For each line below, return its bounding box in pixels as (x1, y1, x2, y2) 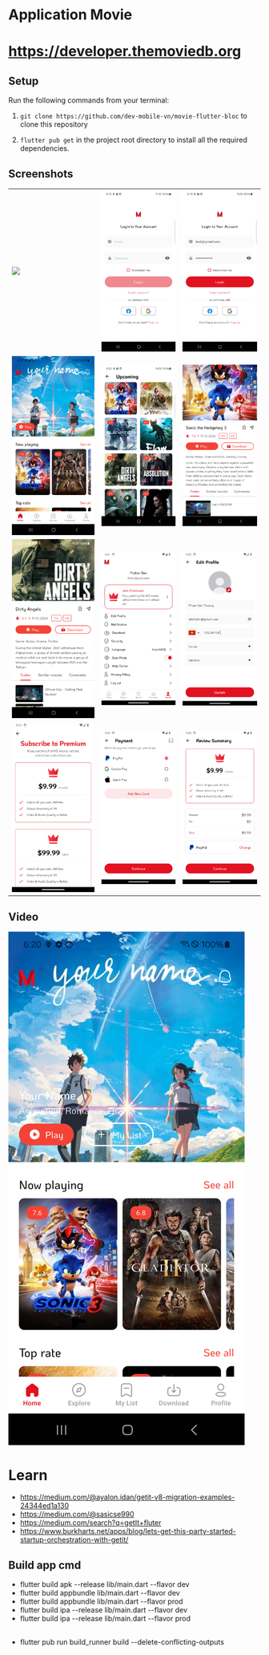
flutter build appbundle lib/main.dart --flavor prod (19, 1596, 183, 1606)
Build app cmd (8, 1558, 82, 1572)
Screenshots (8, 167, 74, 181)
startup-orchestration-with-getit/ (19, 1535, 129, 1545)
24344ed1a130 (19, 1501, 70, 1511)
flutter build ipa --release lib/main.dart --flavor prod (19, 1614, 191, 1624)
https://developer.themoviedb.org (8, 43, 242, 61)
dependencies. (19, 144, 70, 153)
